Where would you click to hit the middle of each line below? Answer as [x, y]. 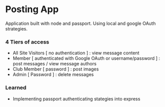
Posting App [32, 9]
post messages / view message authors [55, 64]
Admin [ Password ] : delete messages [53, 75]
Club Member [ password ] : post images [56, 69]
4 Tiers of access [27, 42]
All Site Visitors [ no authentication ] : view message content [76, 53]
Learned [16, 88]
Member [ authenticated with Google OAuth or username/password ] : [86, 58]
